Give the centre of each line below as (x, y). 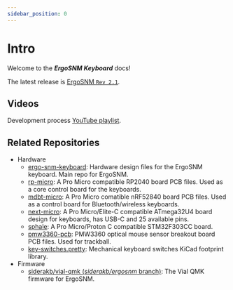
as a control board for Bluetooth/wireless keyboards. (104, 204)
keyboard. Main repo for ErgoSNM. (78, 174)
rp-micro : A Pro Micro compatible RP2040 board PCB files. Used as (125, 182)
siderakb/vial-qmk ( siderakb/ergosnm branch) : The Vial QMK (116, 272)
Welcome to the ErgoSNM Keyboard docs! (69, 68)
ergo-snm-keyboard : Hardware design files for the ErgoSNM (115, 167)
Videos (23, 104)
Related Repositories (54, 142)
